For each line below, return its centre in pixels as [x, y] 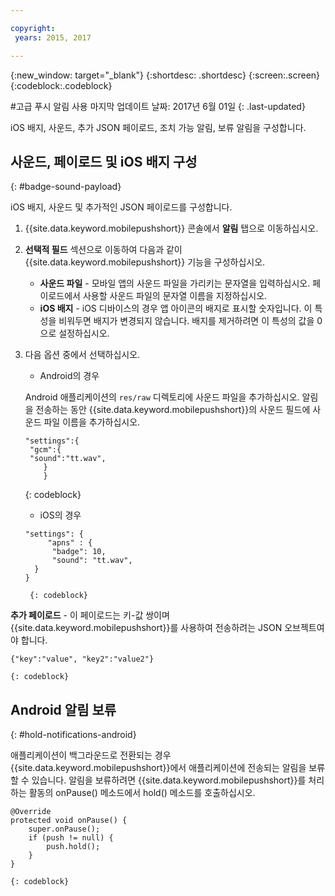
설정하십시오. [84, 333]
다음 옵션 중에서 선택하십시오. [82, 355]
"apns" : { [70, 543]
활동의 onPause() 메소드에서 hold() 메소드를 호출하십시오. [142, 793]
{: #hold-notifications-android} [73, 735]
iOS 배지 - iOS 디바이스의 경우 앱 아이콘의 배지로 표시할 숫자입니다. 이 [176, 308]
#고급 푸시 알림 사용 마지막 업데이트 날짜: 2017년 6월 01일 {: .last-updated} [158, 106]
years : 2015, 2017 [53, 37]
